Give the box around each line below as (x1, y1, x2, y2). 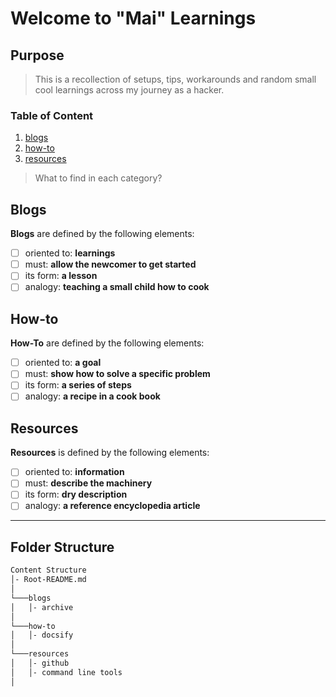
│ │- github (10, 658, 70, 669)
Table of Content (10, 108, 94, 122)
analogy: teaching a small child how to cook (24, 281, 210, 293)
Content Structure (10, 565, 87, 576)
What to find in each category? (34, 172, 163, 184)
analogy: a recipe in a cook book (24, 390, 161, 402)
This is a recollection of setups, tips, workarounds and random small (34, 73, 317, 85)
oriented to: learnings (24, 247, 116, 259)
